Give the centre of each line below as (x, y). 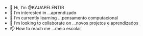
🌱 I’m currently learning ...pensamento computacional (64, 18)
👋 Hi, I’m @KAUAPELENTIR (37, 8)
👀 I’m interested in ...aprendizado (43, 13)
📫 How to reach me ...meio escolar (46, 28)
